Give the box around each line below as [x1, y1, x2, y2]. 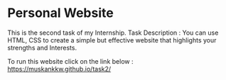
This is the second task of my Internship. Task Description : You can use [7, 28, 219, 37]
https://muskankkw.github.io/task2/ [7, 64, 112, 73]
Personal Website [7, 5, 114, 21]
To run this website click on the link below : [7, 57, 134, 65]
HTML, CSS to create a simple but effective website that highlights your [7, 35, 217, 44]
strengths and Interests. [7, 43, 77, 52]
